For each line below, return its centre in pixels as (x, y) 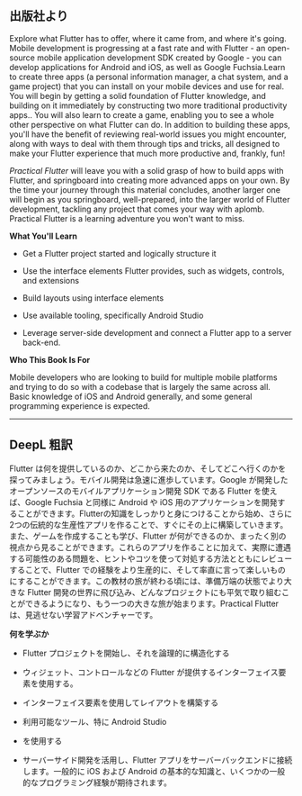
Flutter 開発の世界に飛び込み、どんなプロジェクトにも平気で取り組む (154, 592)
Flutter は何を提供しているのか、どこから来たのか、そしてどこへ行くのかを (148, 468)
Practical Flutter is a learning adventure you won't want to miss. (127, 218)
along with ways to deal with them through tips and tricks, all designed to (145, 143)
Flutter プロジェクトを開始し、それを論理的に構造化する (126, 653)
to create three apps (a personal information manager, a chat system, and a (149, 77)
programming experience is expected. (80, 406)
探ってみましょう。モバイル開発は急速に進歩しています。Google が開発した (149, 479)
